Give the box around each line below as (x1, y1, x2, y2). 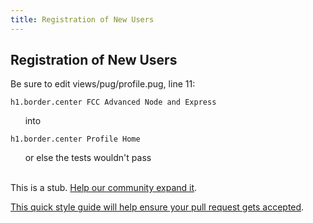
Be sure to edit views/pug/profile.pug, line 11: (10, 78, 196, 90)
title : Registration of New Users (10, 14, 155, 25)
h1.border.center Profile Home (10, 134, 141, 145)
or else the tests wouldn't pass (24, 152, 152, 164)
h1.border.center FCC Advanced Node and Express (10, 97, 217, 108)
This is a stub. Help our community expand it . (10, 182, 198, 194)
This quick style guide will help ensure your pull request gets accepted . (10, 201, 305, 213)
